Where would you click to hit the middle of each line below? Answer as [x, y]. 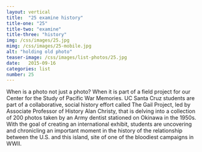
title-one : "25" [27, 23]
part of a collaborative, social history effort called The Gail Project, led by [99, 105]
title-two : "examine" [34, 29]
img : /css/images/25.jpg [38, 40]
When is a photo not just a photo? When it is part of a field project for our [99, 92]
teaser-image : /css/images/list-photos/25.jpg [67, 57]
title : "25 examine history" [45, 18]
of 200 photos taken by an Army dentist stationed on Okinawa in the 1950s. [101, 118]
